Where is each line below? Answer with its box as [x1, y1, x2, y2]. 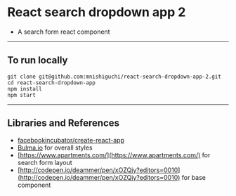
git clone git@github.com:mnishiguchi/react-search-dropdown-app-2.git [7, 73, 221, 80]
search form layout [17, 158, 72, 166]
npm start [7, 91, 37, 98]
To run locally [7, 54, 68, 67]
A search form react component [17, 27, 110, 36]
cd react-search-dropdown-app [7, 79, 96, 86]
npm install [7, 85, 42, 92]
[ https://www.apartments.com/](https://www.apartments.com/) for [17, 150, 211, 159]
